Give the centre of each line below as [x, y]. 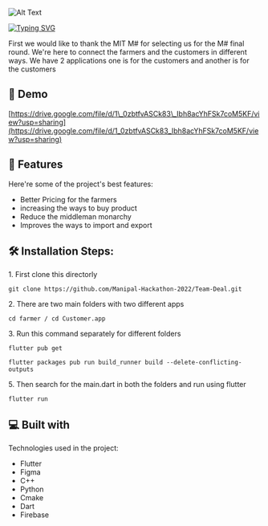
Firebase [35, 515]
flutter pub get [35, 349]
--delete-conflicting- [204, 363]
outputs [21, 369]
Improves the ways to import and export [86, 225]
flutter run [28, 399]
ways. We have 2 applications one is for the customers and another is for [129, 61]
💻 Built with [39, 424]
